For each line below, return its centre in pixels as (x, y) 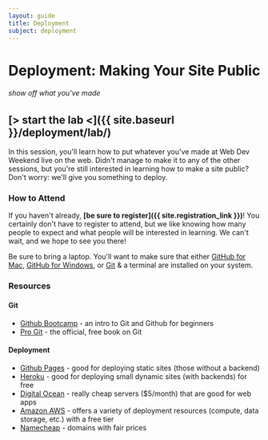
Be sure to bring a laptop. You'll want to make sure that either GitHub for (127, 257)
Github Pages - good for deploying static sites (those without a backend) (140, 368)
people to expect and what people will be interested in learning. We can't (129, 233)
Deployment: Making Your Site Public (134, 70)
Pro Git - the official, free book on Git (81, 332)
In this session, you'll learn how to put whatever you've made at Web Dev (129, 152)
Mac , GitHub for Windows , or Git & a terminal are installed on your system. (131, 265)
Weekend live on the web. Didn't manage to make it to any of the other (124, 161)
